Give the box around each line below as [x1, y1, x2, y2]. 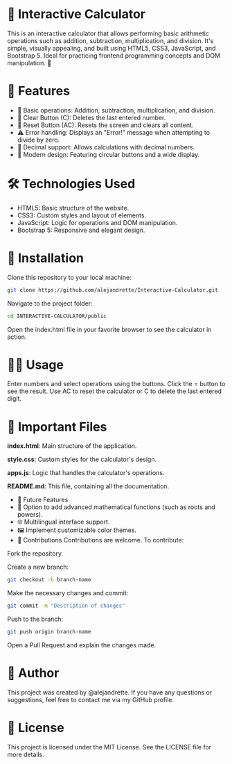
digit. [7, 395, 22, 403]
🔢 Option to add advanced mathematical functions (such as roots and [17, 503, 216, 511]
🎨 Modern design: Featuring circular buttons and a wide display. [17, 150, 200, 158]
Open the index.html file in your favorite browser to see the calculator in [7, 325, 212, 333]
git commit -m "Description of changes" [7, 602, 126, 610]
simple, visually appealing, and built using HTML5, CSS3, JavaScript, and [7, 44, 216, 52]
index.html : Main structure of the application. [7, 442, 137, 450]
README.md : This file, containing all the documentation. [7, 482, 170, 490]
